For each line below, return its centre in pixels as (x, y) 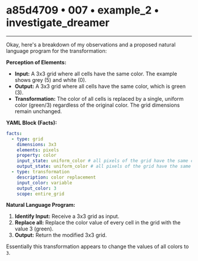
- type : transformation (40, 172)
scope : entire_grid (41, 194)
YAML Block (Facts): (32, 123)
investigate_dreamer (58, 23)
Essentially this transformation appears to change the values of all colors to (98, 247)
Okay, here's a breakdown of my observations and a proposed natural (91, 44)
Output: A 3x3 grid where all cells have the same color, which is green (100, 86)
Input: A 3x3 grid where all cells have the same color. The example (96, 74)
